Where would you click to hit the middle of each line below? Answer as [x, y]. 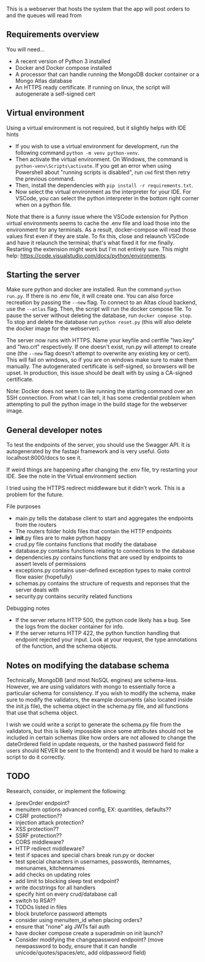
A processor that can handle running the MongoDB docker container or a [107, 74]
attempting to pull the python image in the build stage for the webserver [97, 404]
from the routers [36, 525]
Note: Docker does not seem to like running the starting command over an [100, 391]
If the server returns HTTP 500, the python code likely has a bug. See [103, 620]
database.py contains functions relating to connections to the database [105, 551]
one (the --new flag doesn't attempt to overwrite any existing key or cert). [99, 353]
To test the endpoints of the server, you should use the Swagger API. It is [99, 445]
